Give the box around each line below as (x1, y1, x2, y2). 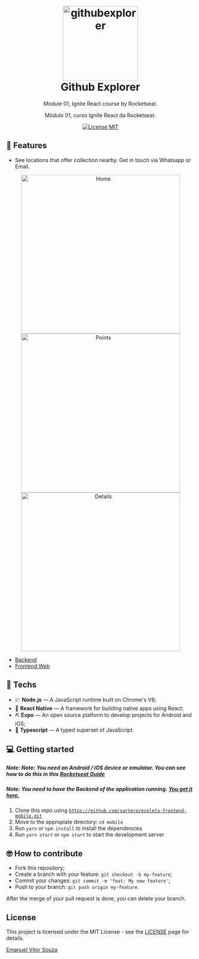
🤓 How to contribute (6, 848, 83, 859)
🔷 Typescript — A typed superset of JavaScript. (14, 726, 134, 734)
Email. (14, 163, 30, 170)
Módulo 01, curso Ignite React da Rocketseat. (44, 111, 157, 118)
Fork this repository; (14, 865, 65, 872)
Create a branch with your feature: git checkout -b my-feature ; (14, 871, 173, 878)
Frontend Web (14, 662, 50, 670)
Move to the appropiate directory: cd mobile (14, 818, 124, 826)
